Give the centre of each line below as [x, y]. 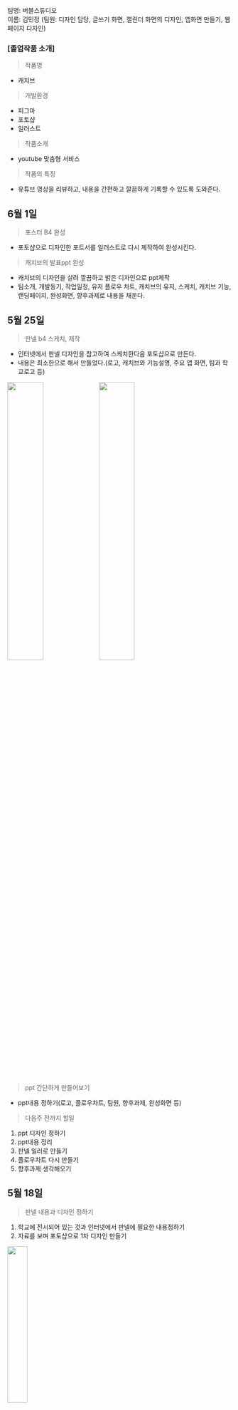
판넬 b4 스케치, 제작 [52, 338]
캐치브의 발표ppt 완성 [54, 263]
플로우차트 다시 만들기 [48, 1159]
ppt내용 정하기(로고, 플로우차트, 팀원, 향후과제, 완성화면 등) [99, 1102]
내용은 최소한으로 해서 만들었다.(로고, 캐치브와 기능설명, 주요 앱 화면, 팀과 [119, 363]
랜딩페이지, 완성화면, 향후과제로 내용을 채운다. [81, 296]
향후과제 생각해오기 [44, 1168]
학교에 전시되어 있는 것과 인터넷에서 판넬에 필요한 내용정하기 [101, 1227]
